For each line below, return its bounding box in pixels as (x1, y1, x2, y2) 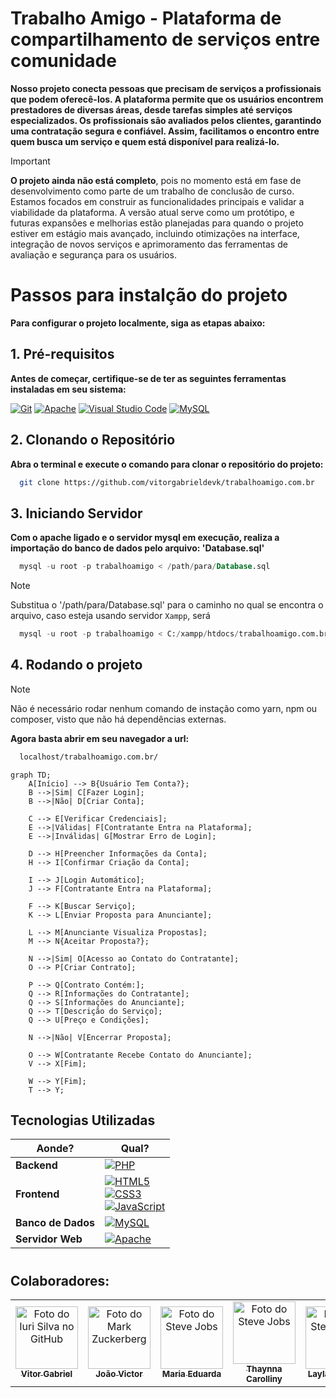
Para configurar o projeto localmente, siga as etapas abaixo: (10, 317, 266, 329)
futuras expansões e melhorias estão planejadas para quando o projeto (10, 217, 304, 229)
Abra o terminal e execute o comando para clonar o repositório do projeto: (10, 458, 324, 470)
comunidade (10, 50, 117, 72)
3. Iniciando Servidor (10, 505, 143, 522)
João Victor (95, 1368, 143, 1380)
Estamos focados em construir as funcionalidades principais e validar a (10, 195, 305, 207)
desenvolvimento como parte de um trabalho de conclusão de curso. (10, 185, 295, 197)
